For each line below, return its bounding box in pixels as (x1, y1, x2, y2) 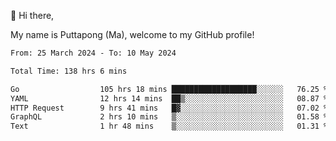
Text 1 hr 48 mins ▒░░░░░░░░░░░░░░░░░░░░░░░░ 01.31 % (10, 121, 329, 132)
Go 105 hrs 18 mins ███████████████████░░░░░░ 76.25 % (10, 84, 329, 94)
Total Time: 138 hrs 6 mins (10, 66, 128, 76)
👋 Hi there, (10, 10, 55, 21)
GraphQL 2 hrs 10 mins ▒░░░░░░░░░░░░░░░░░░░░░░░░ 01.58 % (10, 112, 329, 122)
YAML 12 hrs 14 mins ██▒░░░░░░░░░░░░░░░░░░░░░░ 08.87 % (10, 93, 329, 104)
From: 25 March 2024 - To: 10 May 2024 (10, 48, 177, 58)
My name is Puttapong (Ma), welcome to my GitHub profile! (10, 29, 255, 40)
